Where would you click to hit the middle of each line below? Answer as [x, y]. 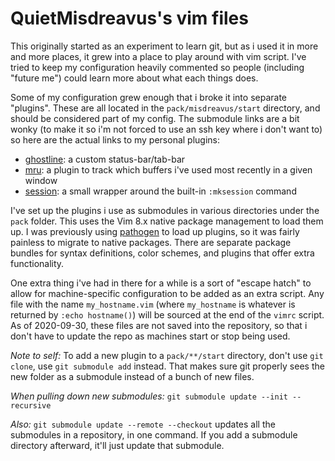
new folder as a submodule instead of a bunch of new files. [132, 376]
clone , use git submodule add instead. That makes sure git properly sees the [167, 366]
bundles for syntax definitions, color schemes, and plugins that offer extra [162, 253]
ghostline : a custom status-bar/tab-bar [105, 159]
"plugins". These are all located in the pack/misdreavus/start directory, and [165, 108]
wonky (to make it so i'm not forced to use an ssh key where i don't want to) [166, 129]
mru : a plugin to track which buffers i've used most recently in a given [168, 169]
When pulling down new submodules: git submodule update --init [149, 396]
